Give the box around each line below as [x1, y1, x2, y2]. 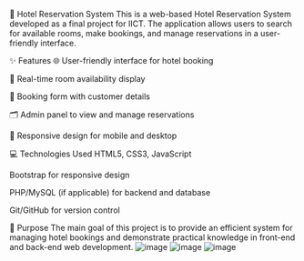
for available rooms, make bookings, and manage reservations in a [9, 28, 259, 38]
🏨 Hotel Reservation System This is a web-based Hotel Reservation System [9, 9, 291, 19]
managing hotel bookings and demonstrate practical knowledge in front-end [9, 232, 296, 243]
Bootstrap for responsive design [9, 169, 130, 180]
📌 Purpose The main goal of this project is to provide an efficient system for [9, 223, 293, 233]
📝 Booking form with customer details [9, 91, 150, 102]
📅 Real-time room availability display [9, 74, 146, 84]
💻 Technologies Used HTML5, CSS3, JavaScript [9, 148, 192, 159]
